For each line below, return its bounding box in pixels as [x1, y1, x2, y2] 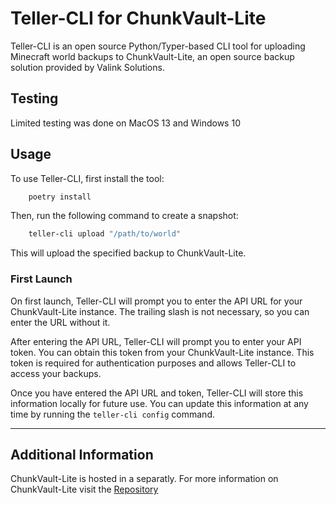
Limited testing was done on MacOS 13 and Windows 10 [10, 117, 241, 129]
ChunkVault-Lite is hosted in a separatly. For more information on [10, 473, 279, 485]
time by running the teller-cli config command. [10, 408, 215, 420]
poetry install [28, 192, 92, 202]
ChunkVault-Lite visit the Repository [10, 483, 159, 496]
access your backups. [10, 367, 102, 379]
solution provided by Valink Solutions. [10, 61, 165, 73]
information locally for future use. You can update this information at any [10, 397, 309, 409]
